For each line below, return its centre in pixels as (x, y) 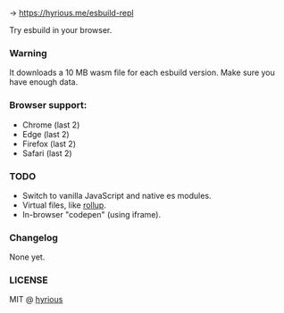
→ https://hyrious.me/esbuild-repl (71, 13)
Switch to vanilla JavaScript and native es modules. (117, 195)
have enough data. (44, 82)
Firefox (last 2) (49, 144)
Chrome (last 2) (51, 125)
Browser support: (48, 105)
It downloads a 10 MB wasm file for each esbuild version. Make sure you (142, 73)
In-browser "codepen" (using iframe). (92, 214)
